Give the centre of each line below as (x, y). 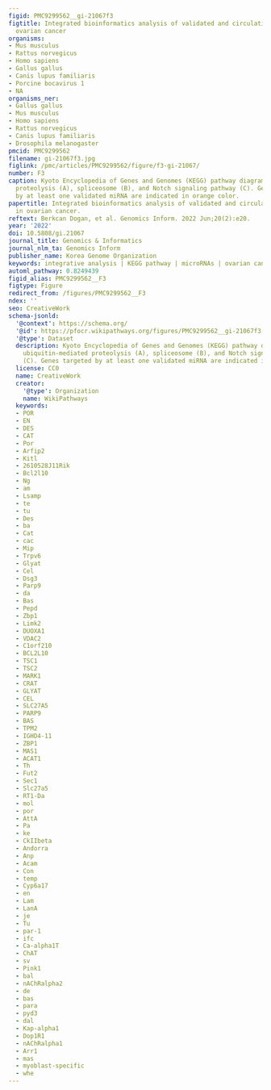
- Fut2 (27, 774)
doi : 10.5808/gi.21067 (46, 234)
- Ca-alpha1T (38, 946)
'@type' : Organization (61, 391)
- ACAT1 (29, 758)
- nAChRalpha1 (39, 1043)
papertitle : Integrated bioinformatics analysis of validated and (122, 203)
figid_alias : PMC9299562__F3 (57, 278)
